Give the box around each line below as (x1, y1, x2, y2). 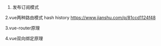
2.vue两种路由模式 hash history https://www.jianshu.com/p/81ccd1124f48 (5, 15, 156, 21)
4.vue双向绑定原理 (5, 36, 43, 41)
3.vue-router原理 (5, 25, 40, 31)
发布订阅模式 (12, 4, 39, 10)
